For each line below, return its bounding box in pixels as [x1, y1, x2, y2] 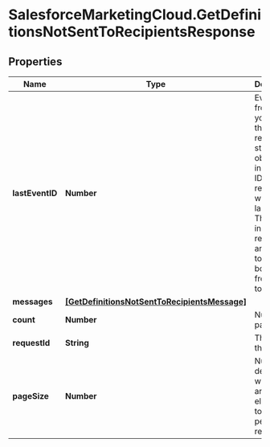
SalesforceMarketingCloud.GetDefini [8, 6, 262, 24]
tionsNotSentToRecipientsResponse [8, 23, 256, 41]
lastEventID [12, 187, 58, 199]
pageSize [12, 391, 50, 401]
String [64, 338, 90, 348]
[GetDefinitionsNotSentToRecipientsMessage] [64, 296, 247, 307]
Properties [8, 55, 63, 68]
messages [12, 296, 53, 307]
